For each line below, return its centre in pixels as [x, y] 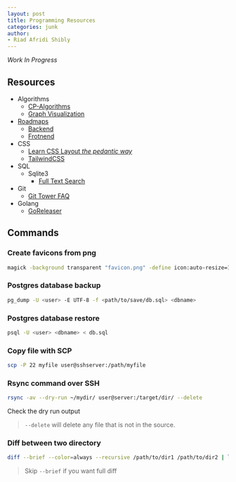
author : [19, 33]
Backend [41, 129]
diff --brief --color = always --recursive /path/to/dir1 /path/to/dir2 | [116, 457]
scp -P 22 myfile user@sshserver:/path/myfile [77, 365]
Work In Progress [32, 60]
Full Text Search [62, 181]
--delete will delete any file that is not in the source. [100, 425]
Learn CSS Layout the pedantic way [80, 151]
